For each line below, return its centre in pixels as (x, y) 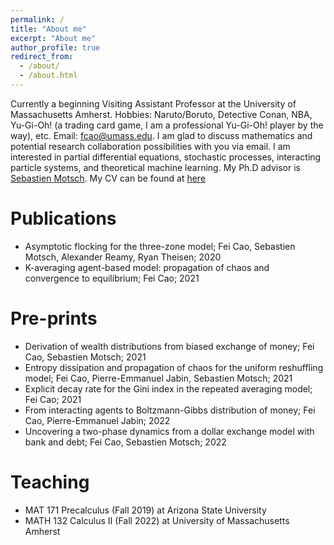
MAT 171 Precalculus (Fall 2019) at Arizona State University (145, 510)
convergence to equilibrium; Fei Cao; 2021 (112, 278)
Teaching (50, 482)
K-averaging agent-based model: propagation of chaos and (147, 267)
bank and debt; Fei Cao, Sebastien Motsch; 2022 (125, 442)
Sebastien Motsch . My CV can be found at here (108, 178)
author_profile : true (55, 47)
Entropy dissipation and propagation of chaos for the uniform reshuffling (174, 367)
